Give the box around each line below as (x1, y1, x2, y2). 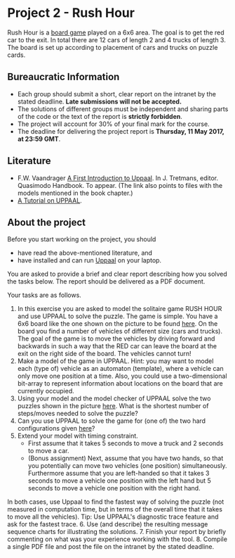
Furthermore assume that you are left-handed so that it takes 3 (27, 469, 210, 478)
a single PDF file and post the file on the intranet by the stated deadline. (7, 543, 215, 551)
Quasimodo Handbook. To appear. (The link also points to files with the (17, 181, 223, 189)
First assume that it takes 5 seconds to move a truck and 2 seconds (27, 439, 224, 448)
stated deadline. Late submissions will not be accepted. (17, 97, 182, 106)
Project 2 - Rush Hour (7, 5, 135, 21)
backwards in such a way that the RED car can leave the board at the (17, 342, 217, 350)
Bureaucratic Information (7, 71, 120, 83)
